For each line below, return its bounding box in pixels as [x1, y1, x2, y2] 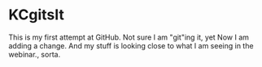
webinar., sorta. [8, 49, 61, 59]
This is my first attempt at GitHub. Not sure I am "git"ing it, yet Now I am [8, 32, 250, 42]
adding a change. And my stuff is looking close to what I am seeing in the [8, 40, 254, 50]
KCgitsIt [8, 6, 65, 24]
